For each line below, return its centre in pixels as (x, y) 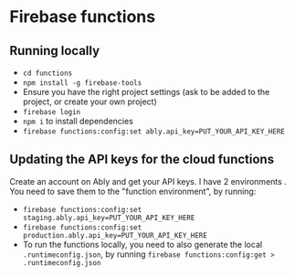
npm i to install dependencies (78, 121)
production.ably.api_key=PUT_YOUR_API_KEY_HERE (115, 235)
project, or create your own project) (90, 101)
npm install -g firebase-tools (82, 83)
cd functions (47, 73)
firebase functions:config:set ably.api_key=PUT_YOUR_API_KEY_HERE (153, 132)
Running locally (55, 51)
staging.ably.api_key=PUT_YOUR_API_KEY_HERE (109, 218)
